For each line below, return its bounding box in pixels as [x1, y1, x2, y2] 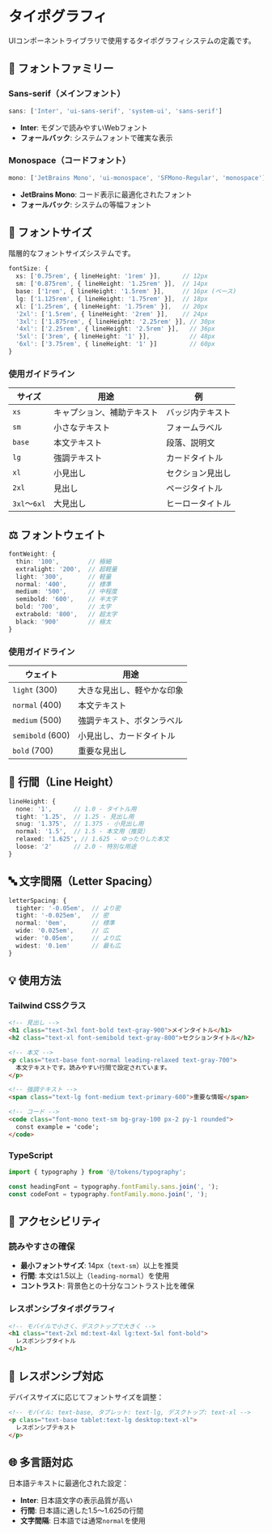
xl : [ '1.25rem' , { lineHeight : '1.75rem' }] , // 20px [15, 302, 208, 310]
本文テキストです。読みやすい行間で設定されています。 [15, 1063, 172, 1071]
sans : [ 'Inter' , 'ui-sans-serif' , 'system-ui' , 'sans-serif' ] [8, 107, 223, 115]
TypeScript [8, 1149, 53, 1160]
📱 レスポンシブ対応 [8, 1369, 104, 1383]
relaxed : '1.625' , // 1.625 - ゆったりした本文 [15, 835, 170, 843]
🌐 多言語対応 [8, 1455, 73, 1469]
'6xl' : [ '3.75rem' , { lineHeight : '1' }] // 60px [15, 340, 216, 348]
